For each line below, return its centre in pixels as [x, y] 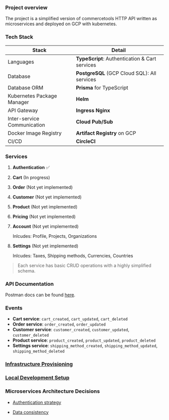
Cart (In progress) [31, 177]
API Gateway [23, 110]
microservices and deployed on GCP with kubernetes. [61, 24]
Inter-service [23, 119]
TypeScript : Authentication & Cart [116, 59]
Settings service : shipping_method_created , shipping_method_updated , [85, 346]
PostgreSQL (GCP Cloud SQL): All [116, 73]
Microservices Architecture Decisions [53, 391]
